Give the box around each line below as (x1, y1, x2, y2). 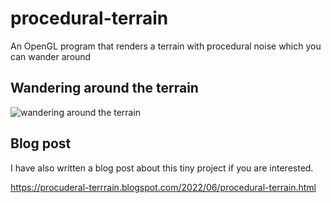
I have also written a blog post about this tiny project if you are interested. (10, 162, 314, 174)
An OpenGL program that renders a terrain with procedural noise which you (10, 40, 322, 52)
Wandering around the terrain (10, 80, 199, 97)
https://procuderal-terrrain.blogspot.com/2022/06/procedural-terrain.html (10, 181, 317, 193)
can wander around (10, 50, 92, 62)
